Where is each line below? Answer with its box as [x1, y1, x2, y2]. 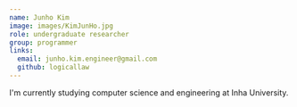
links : [9, 46, 34, 55]
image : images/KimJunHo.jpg [9, 21, 114, 30]
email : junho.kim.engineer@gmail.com [17, 54, 158, 63]
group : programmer [9, 37, 78, 47]
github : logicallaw [17, 63, 90, 72]
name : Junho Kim [9, 12, 70, 22]
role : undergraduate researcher [9, 29, 129, 38]
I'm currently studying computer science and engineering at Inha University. [9, 86, 289, 98]
